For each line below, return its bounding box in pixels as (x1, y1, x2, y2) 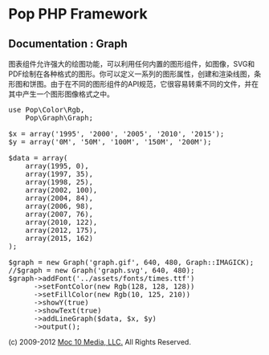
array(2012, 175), (25, 226, 98, 235)
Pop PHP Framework (8, 5, 148, 23)
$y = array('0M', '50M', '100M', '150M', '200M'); (8, 137, 212, 146)
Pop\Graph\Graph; (25, 113, 94, 122)
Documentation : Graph (8, 37, 128, 51)
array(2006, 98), (25, 202, 94, 210)
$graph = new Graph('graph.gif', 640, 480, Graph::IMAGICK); (8, 258, 255, 267)
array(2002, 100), (25, 186, 98, 194)
